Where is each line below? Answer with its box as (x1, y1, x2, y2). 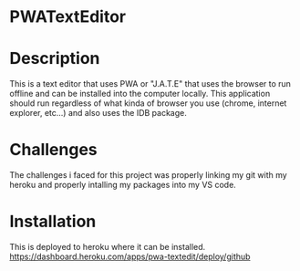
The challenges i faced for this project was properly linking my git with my (9, 170, 287, 181)
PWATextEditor (9, 6, 126, 27)
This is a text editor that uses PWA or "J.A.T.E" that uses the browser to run (9, 78, 292, 89)
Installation (9, 212, 97, 232)
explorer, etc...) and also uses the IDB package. (9, 108, 187, 119)
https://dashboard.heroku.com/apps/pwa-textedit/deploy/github (9, 251, 251, 262)
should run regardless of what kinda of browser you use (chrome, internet (9, 98, 287, 109)
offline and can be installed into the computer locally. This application (9, 89, 271, 99)
